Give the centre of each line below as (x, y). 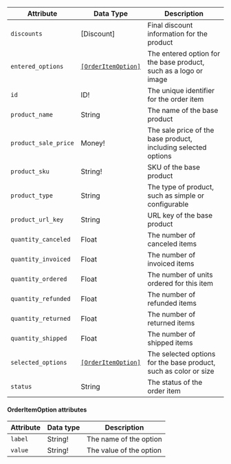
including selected (177, 147)
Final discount (170, 25)
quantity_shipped (39, 338)
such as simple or (176, 196)
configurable (168, 204)
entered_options (37, 66)
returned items (171, 323)
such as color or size (181, 371)
